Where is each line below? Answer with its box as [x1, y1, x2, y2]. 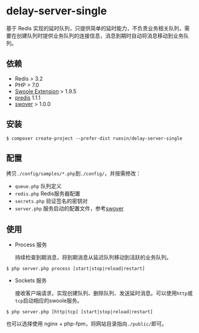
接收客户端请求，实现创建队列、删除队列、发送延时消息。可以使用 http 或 [14, 289, 193, 297]
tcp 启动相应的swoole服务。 [14, 297, 83, 304]
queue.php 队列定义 [14, 183, 62, 190]
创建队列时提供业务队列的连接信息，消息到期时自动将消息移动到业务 [16, 32, 184, 39]
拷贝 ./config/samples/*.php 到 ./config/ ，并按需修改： [6, 170, 141, 177]
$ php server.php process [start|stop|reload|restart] [6, 266, 145, 272]
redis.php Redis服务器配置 [14, 190, 80, 198]
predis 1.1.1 [14, 94, 41, 101]
